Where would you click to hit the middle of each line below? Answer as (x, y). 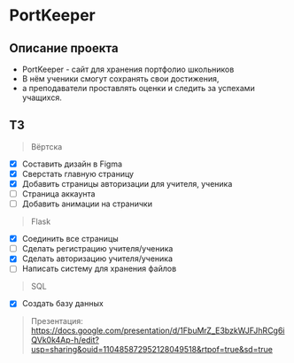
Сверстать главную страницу (78, 174)
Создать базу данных (62, 304)
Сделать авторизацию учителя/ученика (97, 259)
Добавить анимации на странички (87, 204)
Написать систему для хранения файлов (99, 269)
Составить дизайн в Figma (72, 164)
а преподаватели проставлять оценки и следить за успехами (138, 88)
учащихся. (42, 97)
